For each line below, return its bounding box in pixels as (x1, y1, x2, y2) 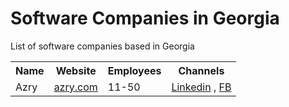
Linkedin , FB (171, 80, 232, 94)
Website (55, 63, 97, 77)
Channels (178, 63, 225, 77)
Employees (107, 63, 162, 77)
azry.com (53, 80, 98, 94)
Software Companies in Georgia (10, 7, 280, 30)
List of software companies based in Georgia (10, 40, 195, 52)
